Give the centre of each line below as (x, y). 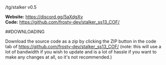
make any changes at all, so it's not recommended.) (59, 57)
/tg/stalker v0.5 (21, 7)
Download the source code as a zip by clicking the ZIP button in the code (81, 41)
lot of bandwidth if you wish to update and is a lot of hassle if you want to (81, 52)
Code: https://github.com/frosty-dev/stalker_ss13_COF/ (62, 22)
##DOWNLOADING (25, 32)
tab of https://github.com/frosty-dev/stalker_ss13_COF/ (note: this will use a (83, 46)
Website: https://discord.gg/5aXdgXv (44, 17)
